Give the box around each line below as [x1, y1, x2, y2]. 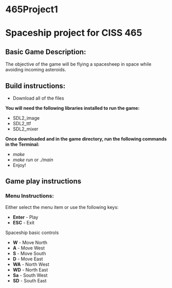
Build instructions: [5, 81, 66, 90]
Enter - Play [12, 214, 39, 220]
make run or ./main [12, 157, 54, 163]
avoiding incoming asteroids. [5, 67, 66, 73]
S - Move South [12, 250, 46, 256]
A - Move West [12, 245, 45, 251]
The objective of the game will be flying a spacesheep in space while [5, 61, 151, 67]
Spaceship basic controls [5, 229, 59, 236]
